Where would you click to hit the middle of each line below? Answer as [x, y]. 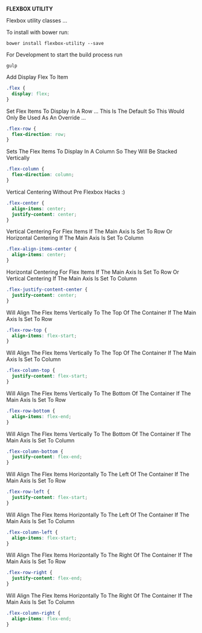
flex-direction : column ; [43, 175]
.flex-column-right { [34, 613]
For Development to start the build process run [64, 55]
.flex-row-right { [29, 573]
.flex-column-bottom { [35, 452]
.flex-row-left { [28, 492]
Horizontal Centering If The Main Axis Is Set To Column [75, 238]
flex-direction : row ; [39, 134]
